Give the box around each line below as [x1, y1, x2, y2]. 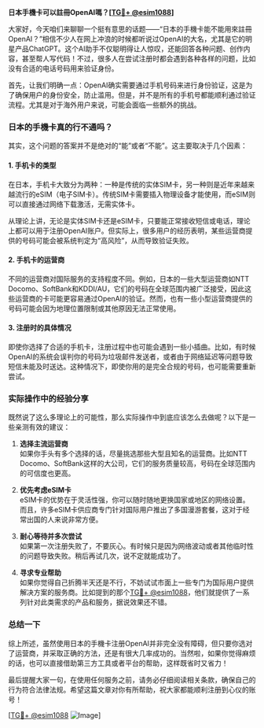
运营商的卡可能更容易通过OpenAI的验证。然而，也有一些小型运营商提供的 [14, 294, 253, 303]
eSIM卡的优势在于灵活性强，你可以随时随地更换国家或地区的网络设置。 [19, 495, 250, 504]
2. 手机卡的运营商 [8, 255, 65, 264]
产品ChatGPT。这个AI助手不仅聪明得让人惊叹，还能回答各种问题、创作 [14, 44, 244, 54]
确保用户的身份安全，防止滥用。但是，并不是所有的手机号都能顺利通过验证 [14, 91, 256, 99]
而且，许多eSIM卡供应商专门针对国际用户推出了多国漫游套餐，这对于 [19, 505, 244, 515]
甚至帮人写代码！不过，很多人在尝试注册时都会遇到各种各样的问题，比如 [21, 54, 256, 63]
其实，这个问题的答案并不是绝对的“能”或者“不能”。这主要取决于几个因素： [8, 141, 247, 150]
